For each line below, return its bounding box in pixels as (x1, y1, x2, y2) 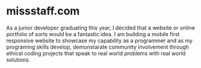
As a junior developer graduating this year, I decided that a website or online (6, 24, 196, 31)
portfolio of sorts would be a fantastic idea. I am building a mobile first (6, 30, 180, 37)
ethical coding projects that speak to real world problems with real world (6, 49, 186, 57)
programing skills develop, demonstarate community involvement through (6, 43, 190, 51)
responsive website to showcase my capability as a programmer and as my (6, 37, 193, 44)
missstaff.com (6, 4, 80, 18)
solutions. (6, 56, 31, 63)
